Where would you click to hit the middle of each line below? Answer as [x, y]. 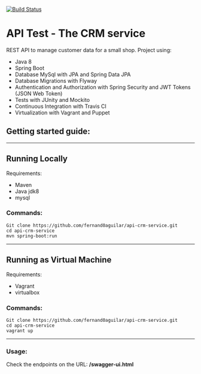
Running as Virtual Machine [59, 260]
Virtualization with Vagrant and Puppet [62, 112]
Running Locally [37, 159]
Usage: [17, 351]
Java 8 [23, 61]
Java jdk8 [27, 191]
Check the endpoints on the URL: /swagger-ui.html [70, 364]
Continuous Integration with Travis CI [60, 106]
